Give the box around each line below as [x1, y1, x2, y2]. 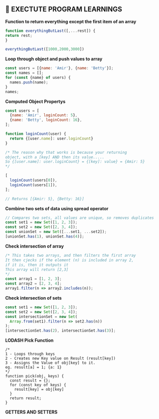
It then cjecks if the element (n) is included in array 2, [5, 257, 134, 263]
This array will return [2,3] [5, 267, 69, 272]
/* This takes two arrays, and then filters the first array [5, 253, 136, 258]
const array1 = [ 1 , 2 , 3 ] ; [5, 276, 62, 282]
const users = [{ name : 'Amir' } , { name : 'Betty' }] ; [5, 66, 114, 71]
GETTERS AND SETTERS [5, 409, 58, 415]
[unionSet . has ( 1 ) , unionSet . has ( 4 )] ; [5, 234, 85, 239]
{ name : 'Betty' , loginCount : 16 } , [10, 117, 82, 123]
